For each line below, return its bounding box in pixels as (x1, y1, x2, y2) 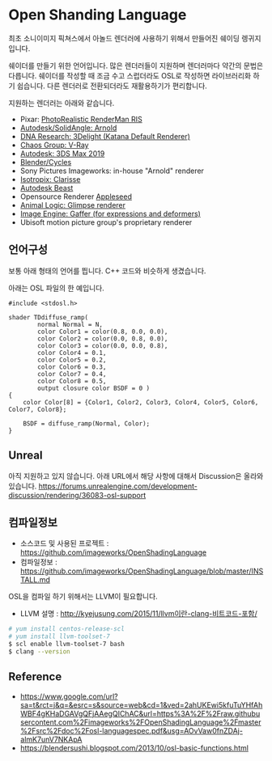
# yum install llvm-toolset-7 (8, 632, 111, 641)
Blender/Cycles (19, 157, 72, 167)
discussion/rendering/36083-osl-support (8, 490, 147, 500)
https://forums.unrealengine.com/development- (38, 481, 198, 491)
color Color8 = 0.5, (37, 377, 107, 385)
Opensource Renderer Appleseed (19, 192, 132, 201)
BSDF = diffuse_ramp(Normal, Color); (23, 419, 151, 428)
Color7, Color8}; (8, 405, 67, 413)
